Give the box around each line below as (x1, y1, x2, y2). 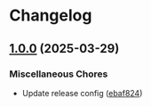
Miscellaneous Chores (9, 68, 108, 80)
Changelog (9, 5, 92, 26)
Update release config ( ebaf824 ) (21, 87, 143, 98)
